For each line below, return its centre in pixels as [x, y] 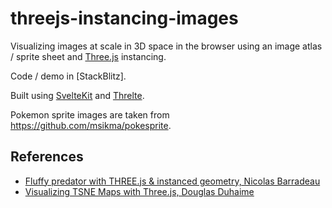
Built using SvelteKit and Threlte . [77, 95]
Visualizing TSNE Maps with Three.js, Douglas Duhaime [139, 191]
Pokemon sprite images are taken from [90, 114]
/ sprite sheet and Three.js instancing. [88, 56]
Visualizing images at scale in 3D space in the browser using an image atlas [166, 46]
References [47, 157]
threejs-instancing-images [124, 18]
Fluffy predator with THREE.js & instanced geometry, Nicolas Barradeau [172, 181]
